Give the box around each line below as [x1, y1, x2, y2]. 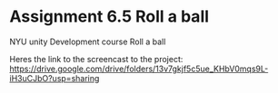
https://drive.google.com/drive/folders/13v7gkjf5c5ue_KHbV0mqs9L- [9, 63, 269, 74]
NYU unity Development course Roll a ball [9, 36, 166, 47]
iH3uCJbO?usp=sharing [9, 72, 100, 83]
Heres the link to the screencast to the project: [9, 53, 184, 64]
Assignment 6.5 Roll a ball [9, 6, 210, 27]
